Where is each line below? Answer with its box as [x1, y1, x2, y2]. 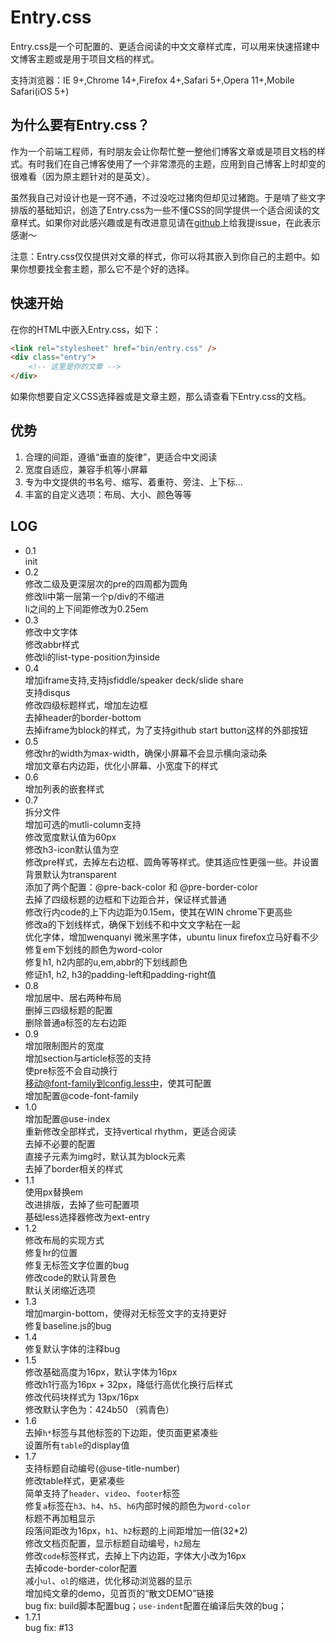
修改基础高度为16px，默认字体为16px [24, 1366, 178, 1378]
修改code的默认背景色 [24, 1271, 117, 1283]
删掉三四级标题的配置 [24, 1004, 113, 1016]
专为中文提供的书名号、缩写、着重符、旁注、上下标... [24, 476, 243, 488]
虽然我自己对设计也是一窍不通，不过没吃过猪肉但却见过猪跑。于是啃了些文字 [10, 191, 326, 203]
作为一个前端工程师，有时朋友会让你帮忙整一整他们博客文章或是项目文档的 [10, 145, 317, 157]
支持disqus [24, 686, 71, 698]
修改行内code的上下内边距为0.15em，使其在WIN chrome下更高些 [24, 906, 293, 918]
